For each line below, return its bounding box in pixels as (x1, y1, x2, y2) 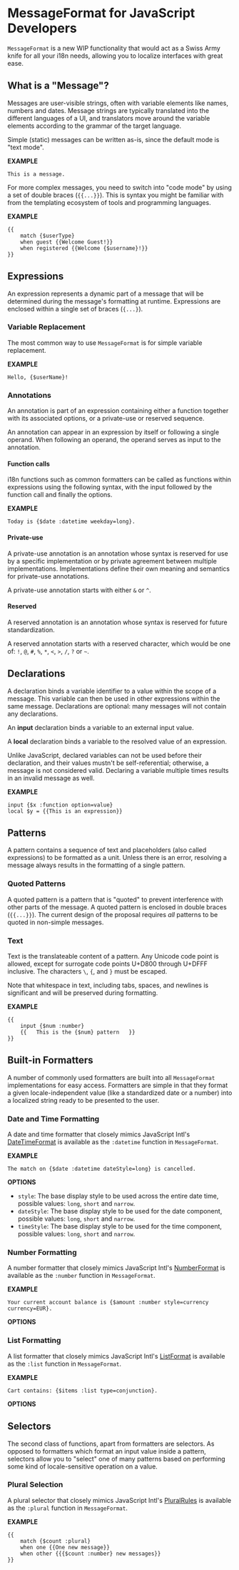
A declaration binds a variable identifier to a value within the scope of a (7, 686, 217, 695)
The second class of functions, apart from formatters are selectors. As (7, 1439, 215, 1448)
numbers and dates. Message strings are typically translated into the (7, 106, 209, 115)
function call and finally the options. (7, 491, 113, 499)
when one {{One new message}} (20, 1544, 111, 1551)
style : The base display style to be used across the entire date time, (17, 1191, 219, 1201)
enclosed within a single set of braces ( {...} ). (7, 304, 143, 313)
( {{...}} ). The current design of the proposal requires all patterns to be (7, 910, 218, 919)
